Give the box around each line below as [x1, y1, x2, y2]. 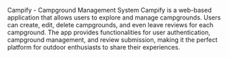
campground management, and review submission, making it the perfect [7, 36, 218, 44]
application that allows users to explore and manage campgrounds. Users [7, 13, 221, 22]
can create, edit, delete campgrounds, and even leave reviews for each [7, 21, 214, 29]
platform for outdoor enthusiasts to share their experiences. [7, 43, 181, 51]
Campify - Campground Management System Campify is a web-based [7, 6, 213, 14]
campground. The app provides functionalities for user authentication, [7, 28, 211, 36]
